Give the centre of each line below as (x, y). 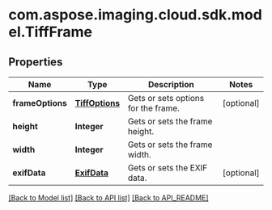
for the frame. (154, 108)
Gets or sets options (166, 98)
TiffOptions (97, 103)
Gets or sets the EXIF (168, 168)
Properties (36, 62)
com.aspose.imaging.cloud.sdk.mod (136, 15)
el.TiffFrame (51, 32)
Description (171, 84)
